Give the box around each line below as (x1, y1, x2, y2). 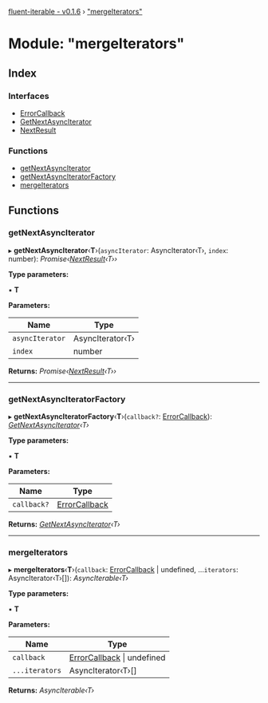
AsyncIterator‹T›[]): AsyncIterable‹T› (8, 574, 129, 583)
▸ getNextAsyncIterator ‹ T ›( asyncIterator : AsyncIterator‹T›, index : (8, 245, 229, 255)
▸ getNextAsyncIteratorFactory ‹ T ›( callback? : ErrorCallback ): (8, 412, 213, 421)
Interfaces (8, 90, 49, 101)
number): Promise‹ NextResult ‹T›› (8, 254, 118, 263)
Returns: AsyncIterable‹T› (8, 685, 94, 695)
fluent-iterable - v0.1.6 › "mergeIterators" (8, 7, 143, 16)
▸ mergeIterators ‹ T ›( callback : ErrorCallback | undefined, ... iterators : (8, 565, 239, 575)
